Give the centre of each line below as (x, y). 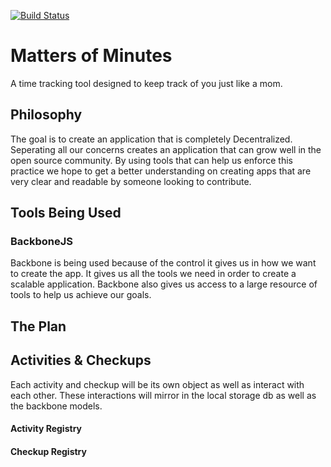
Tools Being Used (66, 213)
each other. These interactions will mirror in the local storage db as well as (163, 395)
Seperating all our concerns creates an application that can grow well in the (166, 149)
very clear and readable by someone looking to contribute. (131, 181)
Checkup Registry (48, 451)
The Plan (38, 326)
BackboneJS (41, 242)
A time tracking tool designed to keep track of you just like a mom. (146, 83)
